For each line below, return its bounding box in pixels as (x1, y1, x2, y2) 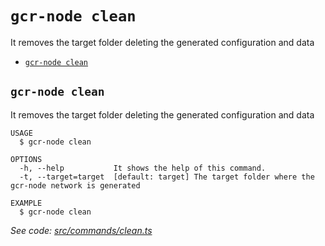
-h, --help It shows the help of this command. (19, 163, 267, 173)
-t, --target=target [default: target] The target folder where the (19, 172, 315, 182)
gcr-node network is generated (10, 180, 141, 191)
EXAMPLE (10, 198, 43, 208)
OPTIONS (10, 154, 43, 164)
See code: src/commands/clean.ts (10, 224, 153, 236)
